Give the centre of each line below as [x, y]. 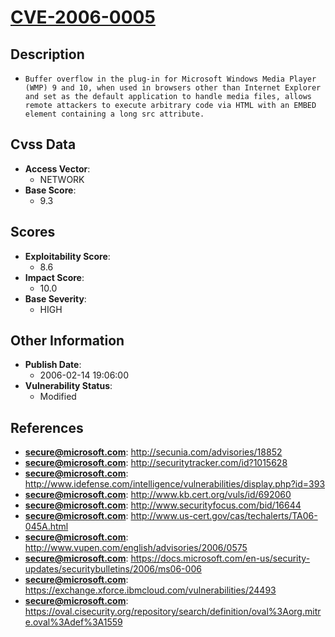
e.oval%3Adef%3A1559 [73, 622]
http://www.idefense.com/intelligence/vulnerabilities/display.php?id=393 [175, 484]
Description [47, 54]
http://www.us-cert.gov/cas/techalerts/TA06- [224, 516]
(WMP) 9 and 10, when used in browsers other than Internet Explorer [173, 88]
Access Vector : [57, 168]
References [47, 427]
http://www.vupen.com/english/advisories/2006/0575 [136, 548]
